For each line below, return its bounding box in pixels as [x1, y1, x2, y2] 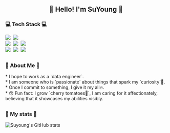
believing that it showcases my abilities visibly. [5, 96, 103, 102]
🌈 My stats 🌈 [5, 110, 37, 118]
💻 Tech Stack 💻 [5, 21, 47, 28]
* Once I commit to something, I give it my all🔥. [5, 84, 104, 91]
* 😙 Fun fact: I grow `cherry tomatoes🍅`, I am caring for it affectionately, [5, 90, 158, 96]
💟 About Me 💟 [5, 62, 40, 69]
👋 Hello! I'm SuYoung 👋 [49, 5, 123, 14]
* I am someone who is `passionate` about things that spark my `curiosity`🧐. [5, 79, 165, 85]
